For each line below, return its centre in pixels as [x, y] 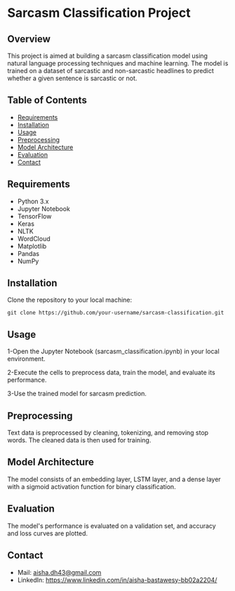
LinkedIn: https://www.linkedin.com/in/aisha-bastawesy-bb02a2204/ [117, 580]
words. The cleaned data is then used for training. [79, 440]
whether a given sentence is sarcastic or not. [72, 78]
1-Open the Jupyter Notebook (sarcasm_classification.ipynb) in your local [113, 351]
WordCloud [34, 239]
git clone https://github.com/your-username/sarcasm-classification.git [116, 313]
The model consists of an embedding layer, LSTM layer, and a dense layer [114, 479]
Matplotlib [32, 246]
